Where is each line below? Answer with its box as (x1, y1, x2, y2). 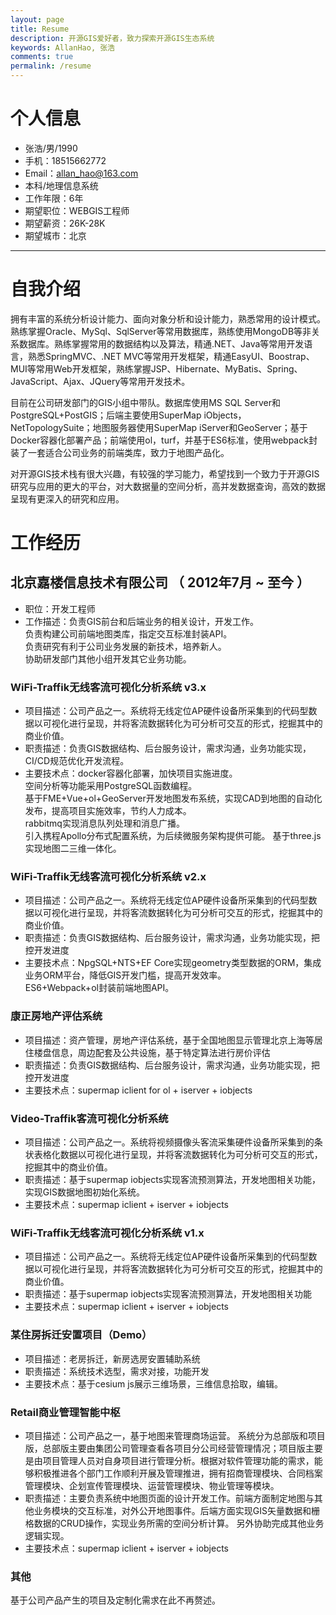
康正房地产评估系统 (10, 1009, 103, 1023)
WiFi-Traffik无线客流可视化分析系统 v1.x (10, 1226, 205, 1240)
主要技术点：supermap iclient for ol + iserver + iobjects (24, 1084, 253, 1096)
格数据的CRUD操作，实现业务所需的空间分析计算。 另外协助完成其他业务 (24, 1517, 325, 1529)
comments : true (10, 52, 74, 62)
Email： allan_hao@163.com (24, 167, 139, 179)
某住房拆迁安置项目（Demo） (10, 1328, 153, 1342)
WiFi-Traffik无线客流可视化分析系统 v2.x (10, 870, 207, 884)
